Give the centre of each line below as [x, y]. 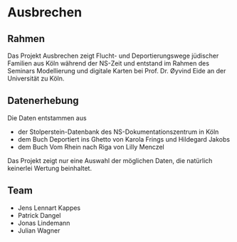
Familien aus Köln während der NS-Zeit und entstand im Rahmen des [109, 63]
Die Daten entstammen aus [47, 117]
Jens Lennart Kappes [49, 208]
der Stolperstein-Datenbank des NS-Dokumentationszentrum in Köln [118, 132]
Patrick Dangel [39, 215]
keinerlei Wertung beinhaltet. [50, 168]
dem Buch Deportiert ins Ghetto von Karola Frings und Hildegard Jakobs [123, 139]
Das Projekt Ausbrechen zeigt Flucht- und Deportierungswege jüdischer [113, 56]
